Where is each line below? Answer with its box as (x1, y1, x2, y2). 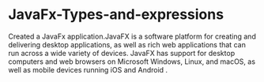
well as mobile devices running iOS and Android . (8, 65, 168, 74)
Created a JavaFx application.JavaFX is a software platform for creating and (8, 32, 257, 41)
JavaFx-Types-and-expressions (8, 6, 224, 24)
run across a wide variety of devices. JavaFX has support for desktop (8, 48, 236, 58)
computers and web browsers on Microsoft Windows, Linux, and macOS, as (8, 57, 255, 66)
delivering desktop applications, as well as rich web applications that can (8, 39, 247, 49)
